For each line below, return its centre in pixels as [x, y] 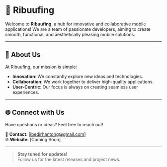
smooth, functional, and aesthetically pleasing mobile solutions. [70, 34]
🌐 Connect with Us [35, 113]
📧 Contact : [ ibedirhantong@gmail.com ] [45, 134]
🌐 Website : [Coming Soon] [33, 139]
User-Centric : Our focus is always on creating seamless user [75, 87]
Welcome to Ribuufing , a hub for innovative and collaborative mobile [76, 24]
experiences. [26, 92]
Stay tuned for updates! [42, 154]
